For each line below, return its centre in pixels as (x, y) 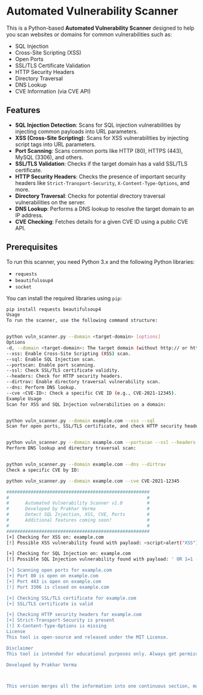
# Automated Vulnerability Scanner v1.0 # (78, 503)
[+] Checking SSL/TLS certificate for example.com (71, 598)
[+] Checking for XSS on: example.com (55, 537)
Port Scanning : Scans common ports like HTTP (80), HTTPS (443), (99, 150)
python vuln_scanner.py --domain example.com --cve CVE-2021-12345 (93, 481)
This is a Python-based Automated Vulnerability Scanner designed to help (100, 28)
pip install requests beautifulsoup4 (54, 309)
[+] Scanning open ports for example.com (59, 570)
